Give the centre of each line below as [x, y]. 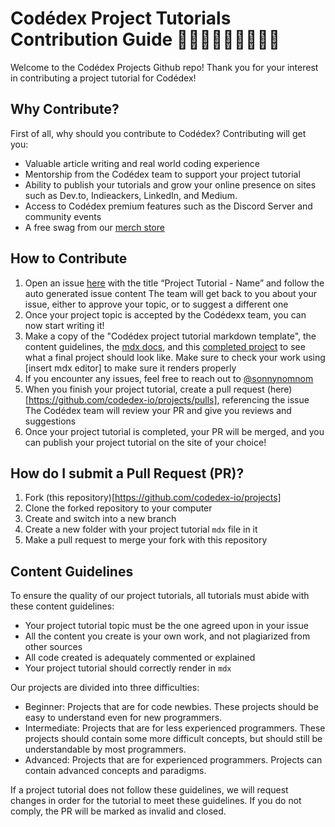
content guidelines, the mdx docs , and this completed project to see [165, 346]
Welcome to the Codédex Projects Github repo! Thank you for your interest [164, 67]
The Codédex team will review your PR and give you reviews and [158, 410]
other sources [53, 647]
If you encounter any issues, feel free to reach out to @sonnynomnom [169, 378]
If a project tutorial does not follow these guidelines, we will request [149, 790]
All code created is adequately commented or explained [140, 658]
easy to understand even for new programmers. [123, 718]
